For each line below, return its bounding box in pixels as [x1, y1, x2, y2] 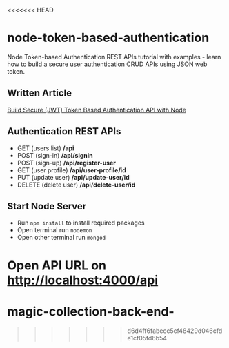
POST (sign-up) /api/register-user [17, 158, 116, 167]
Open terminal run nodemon [17, 226, 92, 234]
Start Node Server [7, 200, 87, 212]
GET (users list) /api [17, 144, 74, 152]
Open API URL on [7, 258, 107, 273]
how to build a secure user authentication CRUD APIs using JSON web [7, 60, 208, 68]
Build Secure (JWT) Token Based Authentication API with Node [7, 105, 186, 114]
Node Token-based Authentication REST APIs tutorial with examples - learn [7, 52, 221, 61]
